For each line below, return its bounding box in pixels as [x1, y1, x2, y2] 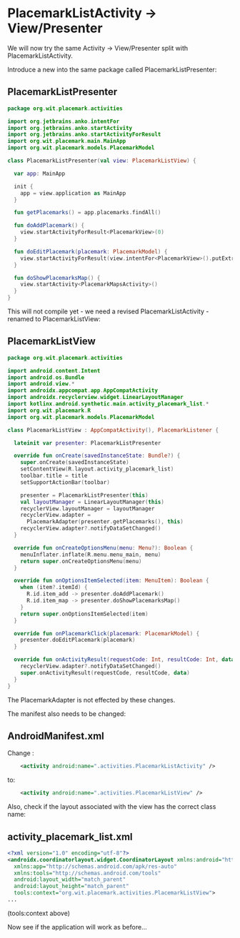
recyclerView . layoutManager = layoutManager [20, 505, 155, 512]
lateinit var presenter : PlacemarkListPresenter [14, 439, 161, 447]
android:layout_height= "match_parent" [14, 883, 130, 890]
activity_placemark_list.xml [7, 830, 134, 843]
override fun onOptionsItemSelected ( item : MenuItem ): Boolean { [14, 577, 209, 585]
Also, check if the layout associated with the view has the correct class [7, 802, 216, 811]
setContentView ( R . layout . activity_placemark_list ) [20, 465, 174, 473]
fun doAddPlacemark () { [14, 222, 84, 229]
